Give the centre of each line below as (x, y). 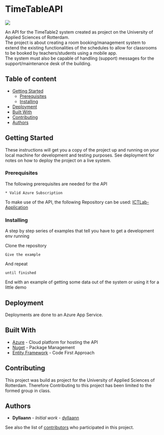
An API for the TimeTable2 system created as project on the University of (79, 32)
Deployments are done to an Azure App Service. (54, 315)
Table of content (31, 79)
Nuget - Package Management (43, 347)
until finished (21, 273)
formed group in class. (28, 391)
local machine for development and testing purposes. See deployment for (80, 155)
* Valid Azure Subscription (34, 193)
